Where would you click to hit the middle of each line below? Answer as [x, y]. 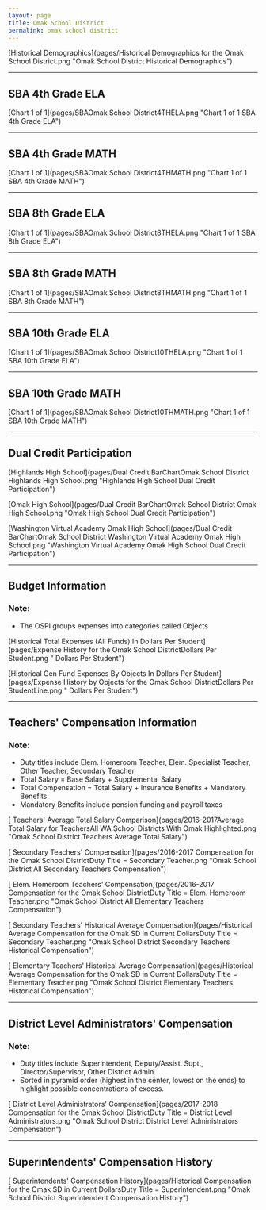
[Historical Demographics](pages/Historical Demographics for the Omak [126, 53]
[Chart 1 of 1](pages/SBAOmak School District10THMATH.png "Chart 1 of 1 [129, 413]
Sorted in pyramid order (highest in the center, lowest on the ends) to [132, 1081]
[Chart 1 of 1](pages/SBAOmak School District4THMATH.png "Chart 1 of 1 [128, 173]
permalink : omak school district [63, 30]
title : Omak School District [56, 23]
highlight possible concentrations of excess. [92, 1089]
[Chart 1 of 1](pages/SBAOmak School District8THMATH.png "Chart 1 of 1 [128, 292]
